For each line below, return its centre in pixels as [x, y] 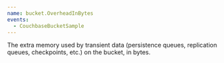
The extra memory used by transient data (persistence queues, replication [112, 45]
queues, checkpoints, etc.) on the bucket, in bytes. [79, 52]
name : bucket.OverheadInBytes [51, 13]
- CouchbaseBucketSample [49, 26]
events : [18, 20]
